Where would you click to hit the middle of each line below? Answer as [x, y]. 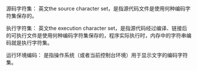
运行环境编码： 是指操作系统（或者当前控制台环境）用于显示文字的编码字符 [97, 55]
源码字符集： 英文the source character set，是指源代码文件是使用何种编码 [96, 8]
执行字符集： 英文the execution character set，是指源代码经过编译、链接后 [97, 28]
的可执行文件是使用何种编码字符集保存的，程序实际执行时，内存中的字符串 [96, 35]
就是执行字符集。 [32, 43]
